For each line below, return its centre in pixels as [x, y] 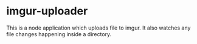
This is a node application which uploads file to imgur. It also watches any [98, 28]
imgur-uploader [47, 11]
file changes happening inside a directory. [59, 34]
